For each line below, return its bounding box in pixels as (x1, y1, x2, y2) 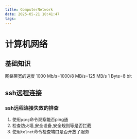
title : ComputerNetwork (5, 7, 53, 12)
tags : (5, 16, 16, 21)
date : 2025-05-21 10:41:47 (5, 12, 60, 17)
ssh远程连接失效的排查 (5, 104, 59, 111)
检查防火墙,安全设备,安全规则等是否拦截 (12, 122, 91, 129)
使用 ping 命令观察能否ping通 (12, 117, 68, 122)
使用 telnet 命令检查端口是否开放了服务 (12, 129, 89, 135)
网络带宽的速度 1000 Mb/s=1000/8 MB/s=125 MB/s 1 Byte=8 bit (5, 73, 132, 79)
